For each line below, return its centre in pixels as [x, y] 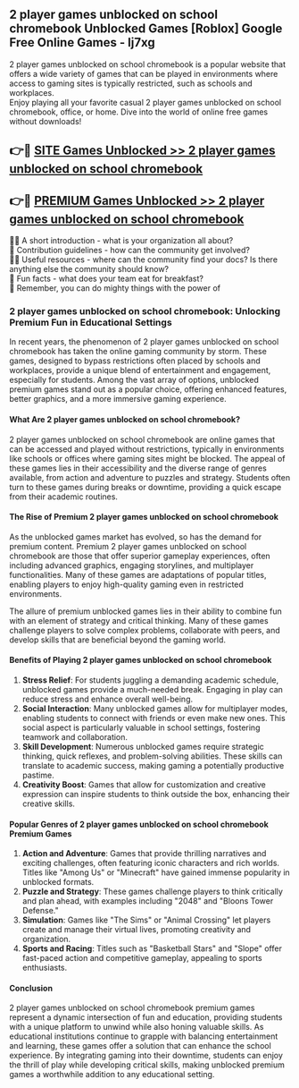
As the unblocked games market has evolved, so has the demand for [136, 537]
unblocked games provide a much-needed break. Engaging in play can [153, 689]
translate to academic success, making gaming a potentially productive [153, 765]
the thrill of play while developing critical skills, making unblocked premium [147, 1065]
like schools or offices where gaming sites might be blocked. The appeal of [147, 458]
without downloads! [46, 121]
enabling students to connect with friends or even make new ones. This [154, 718]
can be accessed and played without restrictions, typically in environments [147, 449]
